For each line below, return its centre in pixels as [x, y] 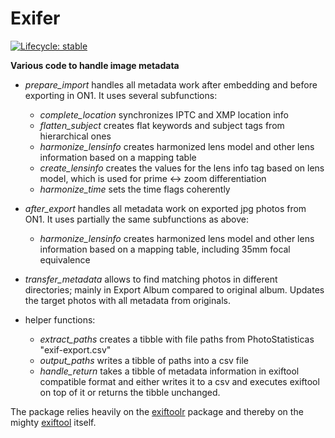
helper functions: [60, 319]
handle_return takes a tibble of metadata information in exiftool [169, 371]
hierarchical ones [75, 136]
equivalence [65, 259]
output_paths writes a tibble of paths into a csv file [144, 360]
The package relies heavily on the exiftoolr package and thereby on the [157, 411]
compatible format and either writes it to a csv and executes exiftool [179, 381]
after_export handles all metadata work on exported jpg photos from [165, 208]
